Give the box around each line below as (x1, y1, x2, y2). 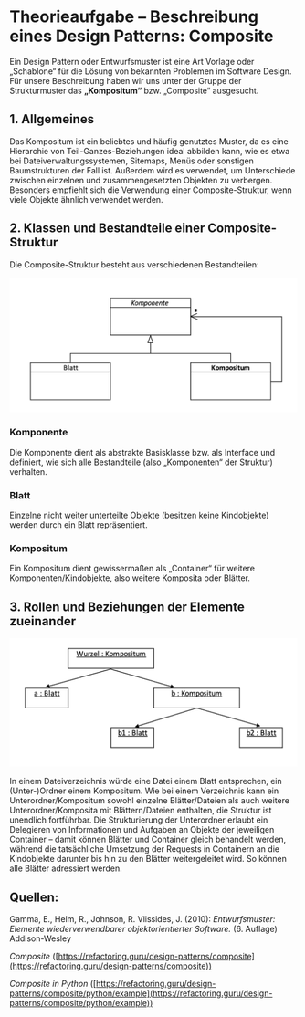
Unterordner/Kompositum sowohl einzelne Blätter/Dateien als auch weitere (9, 795, 290, 806)
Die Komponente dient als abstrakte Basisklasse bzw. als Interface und (9, 446, 276, 457)
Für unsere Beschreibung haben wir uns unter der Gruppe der (9, 75, 242, 86)
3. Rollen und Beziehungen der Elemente (9, 599, 245, 614)
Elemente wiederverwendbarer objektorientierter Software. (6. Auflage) (9, 923, 279, 934)
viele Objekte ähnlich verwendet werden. (9, 194, 163, 204)
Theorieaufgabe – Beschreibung (9, 6, 258, 27)
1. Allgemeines (9, 111, 94, 127)
